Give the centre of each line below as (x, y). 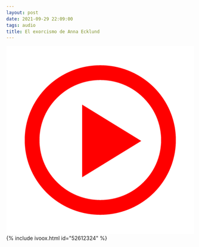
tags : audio (21, 25)
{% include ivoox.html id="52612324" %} (57, 238)
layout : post (22, 13)
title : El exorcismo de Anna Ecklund (53, 32)
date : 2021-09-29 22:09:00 (40, 19)
